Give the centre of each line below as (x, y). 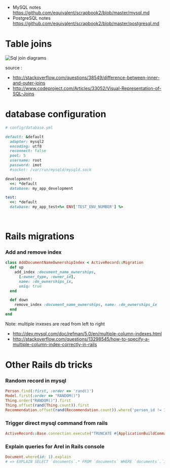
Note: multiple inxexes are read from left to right (55, 324)
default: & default (25, 137)
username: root (26, 161)
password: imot (26, 165)
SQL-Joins (23, 94)
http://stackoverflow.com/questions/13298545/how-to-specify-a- (81, 339)
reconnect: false (28, 151)
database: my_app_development (41, 188)
